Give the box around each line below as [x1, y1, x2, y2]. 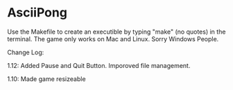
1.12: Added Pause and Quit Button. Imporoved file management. [7, 61, 191, 69]
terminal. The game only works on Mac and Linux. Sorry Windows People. [7, 34, 219, 43]
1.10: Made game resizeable [7, 74, 86, 83]
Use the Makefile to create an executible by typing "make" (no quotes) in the [7, 27, 226, 36]
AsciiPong [7, 5, 68, 21]
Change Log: [7, 48, 44, 56]
